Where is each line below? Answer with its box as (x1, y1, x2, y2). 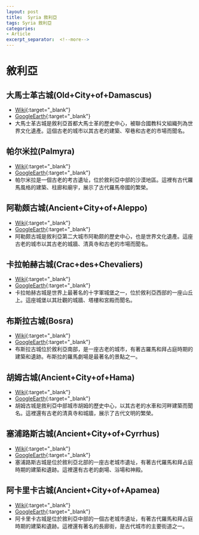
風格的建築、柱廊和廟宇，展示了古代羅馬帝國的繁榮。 (20, 183, 151, 191)
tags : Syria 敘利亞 (6, 20, 52, 26)
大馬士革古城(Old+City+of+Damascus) (6, 90, 152, 100)
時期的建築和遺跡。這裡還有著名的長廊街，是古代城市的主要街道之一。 (14, 522, 188, 530)
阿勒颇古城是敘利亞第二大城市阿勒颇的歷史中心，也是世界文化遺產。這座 (14, 232, 193, 240)
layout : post (6, 8, 39, 15)
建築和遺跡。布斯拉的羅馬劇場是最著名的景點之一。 (14, 353, 141, 360)
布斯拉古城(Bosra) (6, 316, 74, 326)
